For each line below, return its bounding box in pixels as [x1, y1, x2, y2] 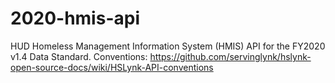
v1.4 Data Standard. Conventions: [10, 50, 148, 62]
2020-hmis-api [10, 7, 140, 30]
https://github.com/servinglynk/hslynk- [149, 50, 312, 62]
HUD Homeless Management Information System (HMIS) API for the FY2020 [10, 40, 326, 52]
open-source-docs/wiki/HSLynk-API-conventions [10, 61, 214, 73]
